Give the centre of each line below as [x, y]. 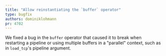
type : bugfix [19, 14]
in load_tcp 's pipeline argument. [38, 48]
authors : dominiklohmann [31, 19]
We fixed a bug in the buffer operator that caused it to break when [73, 38]
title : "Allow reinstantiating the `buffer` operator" [63, 10]
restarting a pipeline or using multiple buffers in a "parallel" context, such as [83, 43]
